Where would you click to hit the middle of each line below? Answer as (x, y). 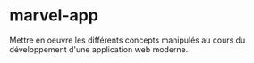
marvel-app (54, 16)
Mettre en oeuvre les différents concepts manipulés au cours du (127, 40)
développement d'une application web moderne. (99, 49)
